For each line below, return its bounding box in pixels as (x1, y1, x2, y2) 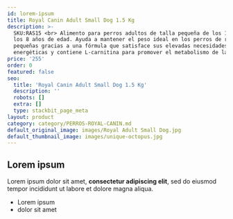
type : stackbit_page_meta (13, 107, 89, 114)
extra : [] (13, 101, 42, 108)
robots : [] (13, 95, 45, 102)
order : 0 (7, 62, 33, 69)
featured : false (7, 68, 54, 75)
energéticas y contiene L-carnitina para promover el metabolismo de (13, 49, 218, 56)
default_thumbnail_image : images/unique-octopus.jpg (7, 133, 163, 140)
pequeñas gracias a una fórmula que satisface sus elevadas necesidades (13, 42, 228, 49)
